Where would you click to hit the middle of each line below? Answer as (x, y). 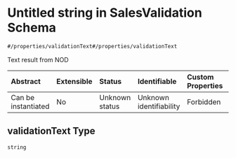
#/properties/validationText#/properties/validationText (92, 46)
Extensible (74, 81)
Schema (32, 28)
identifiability (159, 106)
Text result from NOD (38, 59)
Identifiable (157, 81)
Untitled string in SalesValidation (105, 13)
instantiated (30, 106)
